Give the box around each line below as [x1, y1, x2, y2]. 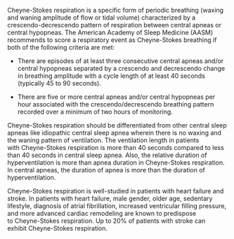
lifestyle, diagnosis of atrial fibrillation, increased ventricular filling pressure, [7, 202, 227, 210]
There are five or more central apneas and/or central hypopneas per [17, 93, 216, 101]
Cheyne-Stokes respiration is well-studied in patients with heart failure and [7, 187, 224, 195]
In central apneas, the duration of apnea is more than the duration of [7, 166, 206, 174]
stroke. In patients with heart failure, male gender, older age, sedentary [7, 194, 213, 203]
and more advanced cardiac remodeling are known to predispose [7, 210, 197, 217]
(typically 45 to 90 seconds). [17, 79, 102, 87]
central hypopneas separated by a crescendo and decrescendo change [17, 64, 226, 72]
